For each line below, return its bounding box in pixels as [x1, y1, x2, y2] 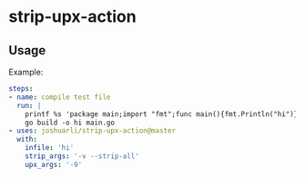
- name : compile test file [8, 93, 111, 102]
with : [16, 134, 38, 144]
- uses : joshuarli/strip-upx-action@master [8, 126, 177, 135]
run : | [16, 101, 42, 110]
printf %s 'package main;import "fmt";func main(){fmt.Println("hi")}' [25, 109, 302, 119]
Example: [8, 66, 44, 77]
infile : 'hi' [25, 143, 75, 153]
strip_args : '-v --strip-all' [25, 152, 140, 161]
